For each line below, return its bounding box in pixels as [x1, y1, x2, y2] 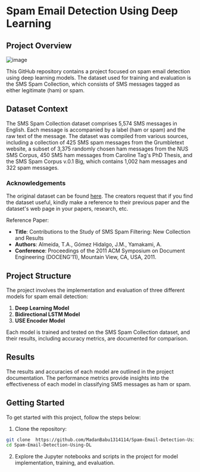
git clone [6, 436, 31, 443]
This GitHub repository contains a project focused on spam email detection [6, 68, 190, 75]
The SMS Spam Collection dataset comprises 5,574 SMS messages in [6, 120, 177, 127]
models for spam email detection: [6, 293, 88, 300]
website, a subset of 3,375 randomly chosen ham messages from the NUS [6, 145, 189, 152]
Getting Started [6, 398, 65, 408]
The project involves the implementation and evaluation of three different [6, 286, 185, 293]
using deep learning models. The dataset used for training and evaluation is [6, 74, 192, 81]
